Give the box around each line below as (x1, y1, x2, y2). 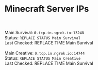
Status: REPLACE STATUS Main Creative (4, 55, 81, 61)
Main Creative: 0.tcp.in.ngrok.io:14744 (4, 50, 85, 56)
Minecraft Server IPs (4, 3, 89, 14)
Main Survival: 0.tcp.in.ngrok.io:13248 (4, 29, 84, 35)
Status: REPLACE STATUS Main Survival (4, 35, 81, 41)
